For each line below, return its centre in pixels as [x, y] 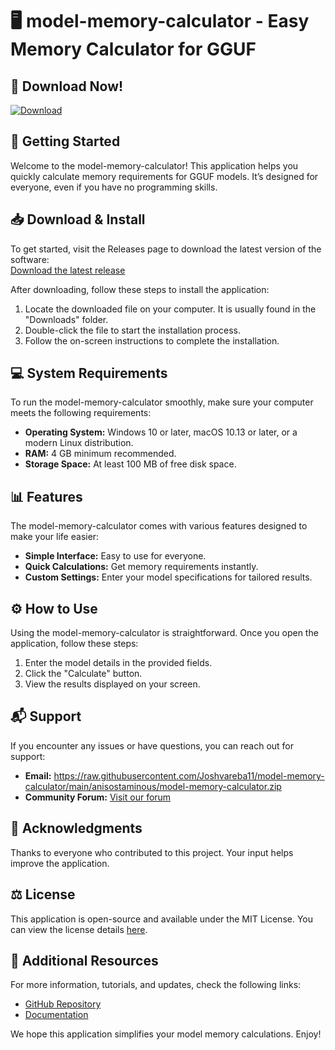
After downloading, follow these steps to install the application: [140, 289]
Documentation [56, 1015]
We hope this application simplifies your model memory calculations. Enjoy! [166, 1034]
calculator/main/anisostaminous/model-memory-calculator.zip [153, 786]
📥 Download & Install [78, 219]
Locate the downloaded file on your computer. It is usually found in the [170, 309]
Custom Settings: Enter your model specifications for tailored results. [168, 577]
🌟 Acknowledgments [76, 828]
